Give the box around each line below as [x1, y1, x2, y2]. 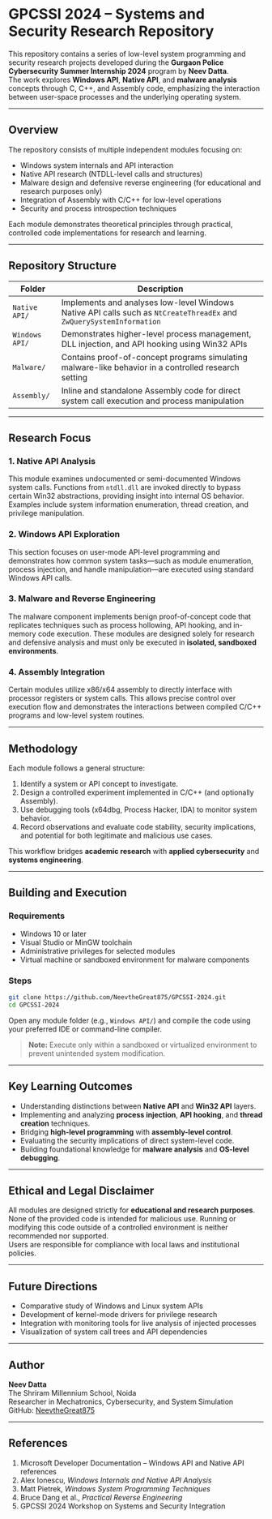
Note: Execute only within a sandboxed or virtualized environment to [28, 1040, 257, 1049]
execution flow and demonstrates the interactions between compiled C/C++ [8, 702, 261, 712]
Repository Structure [8, 259, 117, 272]
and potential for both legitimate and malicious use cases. [19, 830, 213, 840]
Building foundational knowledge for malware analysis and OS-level [19, 1144, 249, 1154]
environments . [8, 646, 59, 655]
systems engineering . [8, 855, 83, 865]
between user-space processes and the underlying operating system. [8, 92, 241, 101]
